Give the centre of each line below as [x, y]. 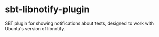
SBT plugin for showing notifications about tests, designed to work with [80, 23]
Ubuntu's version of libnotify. [35, 28]
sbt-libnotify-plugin [47, 9]
